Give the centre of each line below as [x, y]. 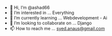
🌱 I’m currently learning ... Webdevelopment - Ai [58, 18]
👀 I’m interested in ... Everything [42, 13]
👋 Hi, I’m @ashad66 [30, 8]
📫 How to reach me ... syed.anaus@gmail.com [57, 28]
